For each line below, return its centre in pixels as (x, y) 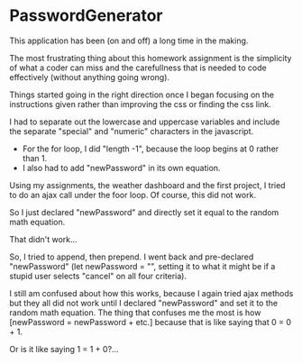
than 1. (35, 158)
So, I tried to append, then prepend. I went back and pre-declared (132, 257)
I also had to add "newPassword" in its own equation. (121, 168)
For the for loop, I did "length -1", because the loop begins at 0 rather (151, 149)
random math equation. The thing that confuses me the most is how (135, 313)
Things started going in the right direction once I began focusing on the (142, 95)
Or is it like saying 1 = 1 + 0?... (64, 349)
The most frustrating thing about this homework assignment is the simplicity (151, 58)
